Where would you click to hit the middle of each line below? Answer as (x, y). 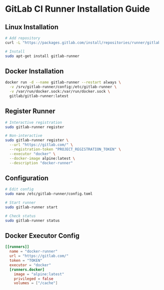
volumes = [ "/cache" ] (36, 283)
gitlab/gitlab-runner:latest (39, 96)
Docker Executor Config (42, 236)
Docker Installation (34, 71)
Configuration (27, 178)
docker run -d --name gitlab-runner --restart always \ (63, 82)
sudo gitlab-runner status (32, 220)
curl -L (13, 42)
